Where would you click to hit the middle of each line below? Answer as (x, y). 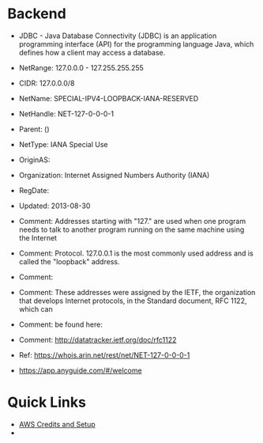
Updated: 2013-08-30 (54, 206)
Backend (37, 14)
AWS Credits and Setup (57, 424)
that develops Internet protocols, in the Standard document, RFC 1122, (133, 301)
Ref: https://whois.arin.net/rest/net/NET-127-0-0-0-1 (104, 355)
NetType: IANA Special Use (63, 144)
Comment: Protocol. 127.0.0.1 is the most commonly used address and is (136, 253)
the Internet (38, 237)
